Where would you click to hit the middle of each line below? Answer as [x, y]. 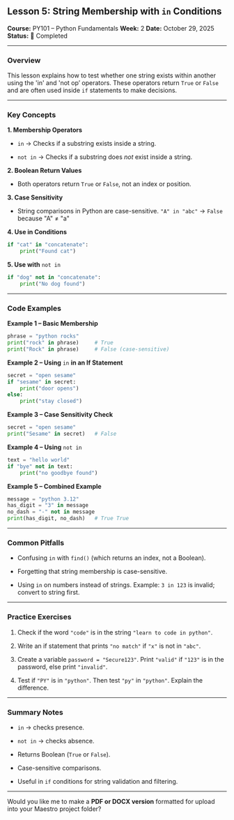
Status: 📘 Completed [38, 36]
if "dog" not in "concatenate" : [54, 278]
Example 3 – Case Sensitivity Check [60, 415]
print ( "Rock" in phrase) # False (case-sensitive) [88, 349]
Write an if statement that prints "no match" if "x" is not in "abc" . [109, 646]
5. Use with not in [34, 265]
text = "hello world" [39, 460]
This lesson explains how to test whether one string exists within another [111, 75]
